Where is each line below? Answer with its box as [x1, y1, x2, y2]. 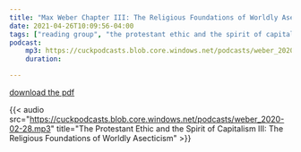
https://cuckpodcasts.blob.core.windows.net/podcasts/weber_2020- [30, 114, 285, 124]
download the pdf [9, 87, 75, 97]
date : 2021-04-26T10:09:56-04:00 [9, 21, 134, 30]
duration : [25, 55, 63, 63]
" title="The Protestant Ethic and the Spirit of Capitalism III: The [50, 123, 284, 134]
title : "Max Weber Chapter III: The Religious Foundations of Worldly [9, 13, 279, 22]
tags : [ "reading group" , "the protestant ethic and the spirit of [9, 30, 262, 38]
